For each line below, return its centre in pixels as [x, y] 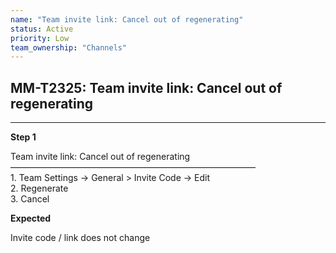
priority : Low [40, 38]
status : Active [42, 29]
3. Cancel [30, 199]
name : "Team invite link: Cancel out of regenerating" [127, 19]
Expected [31, 218]
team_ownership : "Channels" [69, 47]
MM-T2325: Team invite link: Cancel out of [146, 87]
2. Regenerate [39, 188]
